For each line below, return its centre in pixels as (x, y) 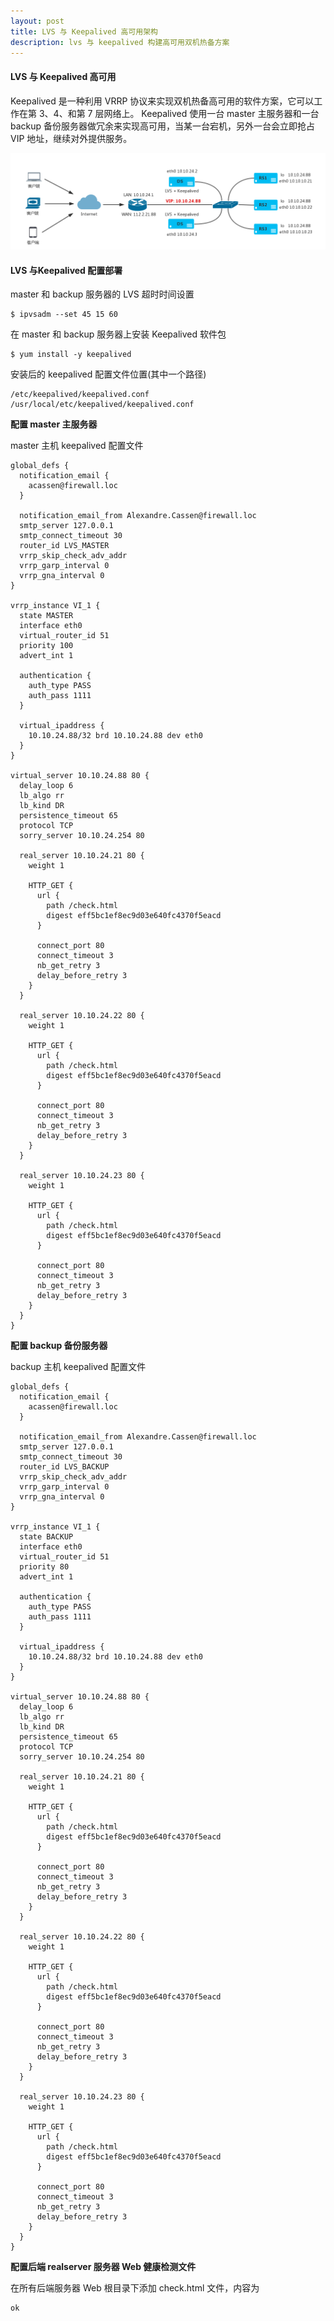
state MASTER (46, 616)
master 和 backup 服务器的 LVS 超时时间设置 (102, 294)
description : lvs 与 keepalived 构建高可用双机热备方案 (120, 42)
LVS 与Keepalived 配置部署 (66, 270)
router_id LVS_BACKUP (64, 1467)
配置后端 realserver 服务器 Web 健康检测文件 (103, 2267)
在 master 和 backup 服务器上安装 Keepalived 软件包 (118, 334)
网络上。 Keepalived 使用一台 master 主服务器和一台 (211, 113)
